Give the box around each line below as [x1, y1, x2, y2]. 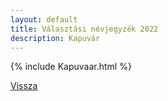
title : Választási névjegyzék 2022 [10, 24, 159, 34]
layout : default [10, 14, 78, 25]
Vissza [10, 80, 38, 92]
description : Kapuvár [10, 33, 101, 43]
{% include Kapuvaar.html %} [10, 61, 132, 73]
